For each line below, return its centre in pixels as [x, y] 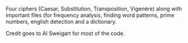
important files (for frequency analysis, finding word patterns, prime [90, 15]
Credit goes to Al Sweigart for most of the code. [65, 33]
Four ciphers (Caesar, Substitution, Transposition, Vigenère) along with [94, 9]
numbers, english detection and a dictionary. [61, 21]
